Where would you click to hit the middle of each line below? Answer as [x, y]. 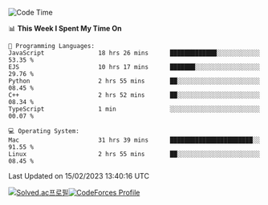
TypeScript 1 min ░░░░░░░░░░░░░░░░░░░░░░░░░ [134, 109]
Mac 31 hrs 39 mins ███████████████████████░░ [134, 140]
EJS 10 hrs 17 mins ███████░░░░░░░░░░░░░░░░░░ [134, 67]
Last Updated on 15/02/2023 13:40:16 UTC [79, 176]
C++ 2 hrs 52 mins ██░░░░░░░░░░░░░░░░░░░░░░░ [134, 95]
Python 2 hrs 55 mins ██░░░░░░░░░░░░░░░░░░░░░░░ [134, 81]
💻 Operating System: [44, 131]
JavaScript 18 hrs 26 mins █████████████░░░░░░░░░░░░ [134, 53]
